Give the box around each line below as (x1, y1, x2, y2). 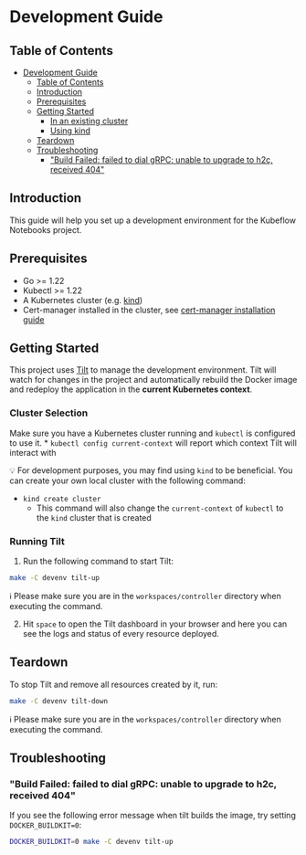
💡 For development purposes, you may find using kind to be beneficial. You (9, 464, 293, 476)
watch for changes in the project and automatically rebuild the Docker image (9, 375, 298, 385)
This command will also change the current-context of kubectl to (36, 502, 284, 513)
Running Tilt (9, 534, 66, 547)
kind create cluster (22, 494, 101, 503)
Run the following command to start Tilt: (22, 555, 174, 567)
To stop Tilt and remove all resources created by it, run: (9, 679, 218, 690)
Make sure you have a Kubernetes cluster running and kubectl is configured (9, 427, 296, 438)
